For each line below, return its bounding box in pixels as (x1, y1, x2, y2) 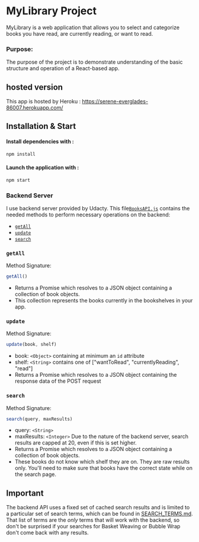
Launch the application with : (6, 164, 79, 171)
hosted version (6, 82, 63, 92)
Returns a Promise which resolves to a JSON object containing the (14, 371, 177, 379)
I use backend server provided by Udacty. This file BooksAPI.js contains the (6, 204, 190, 212)
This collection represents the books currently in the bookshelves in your (14, 297, 193, 304)
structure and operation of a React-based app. (6, 65, 120, 72)
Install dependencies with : (6, 138, 74, 145)
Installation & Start (6, 121, 76, 131)
